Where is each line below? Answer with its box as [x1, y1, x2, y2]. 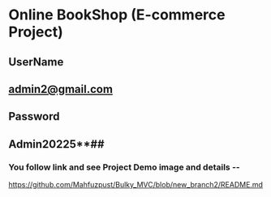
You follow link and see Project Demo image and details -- [8, 161, 241, 173]
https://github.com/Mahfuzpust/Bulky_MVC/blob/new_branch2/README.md [8, 180, 264, 190]
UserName [8, 55, 64, 69]
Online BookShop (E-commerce [8, 6, 226, 24]
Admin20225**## [8, 137, 105, 151]
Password [8, 110, 60, 124]
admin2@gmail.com [8, 82, 114, 96]
